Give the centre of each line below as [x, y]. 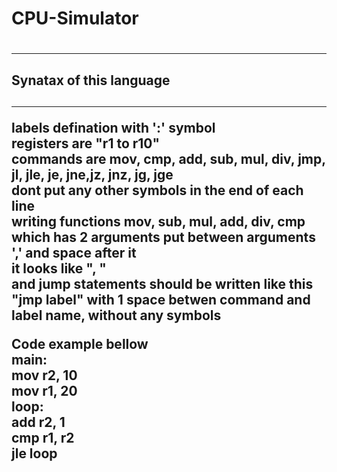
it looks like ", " [59, 268]
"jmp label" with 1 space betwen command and [161, 300]
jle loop [34, 453]
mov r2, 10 [44, 375]
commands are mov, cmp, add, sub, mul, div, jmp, [168, 159]
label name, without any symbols [116, 315]
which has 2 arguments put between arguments [163, 237]
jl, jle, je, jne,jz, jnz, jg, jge [92, 175]
